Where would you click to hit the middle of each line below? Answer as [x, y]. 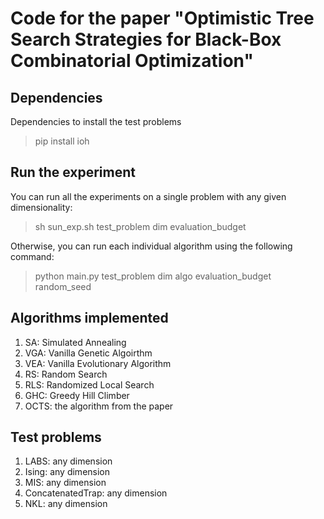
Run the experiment [73, 172]
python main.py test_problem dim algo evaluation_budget [153, 276]
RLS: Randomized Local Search [89, 384]
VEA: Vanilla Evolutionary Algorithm [98, 363]
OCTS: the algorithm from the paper [99, 406]
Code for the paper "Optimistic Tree [162, 18]
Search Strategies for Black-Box [146, 39]
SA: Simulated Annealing [75, 342]
